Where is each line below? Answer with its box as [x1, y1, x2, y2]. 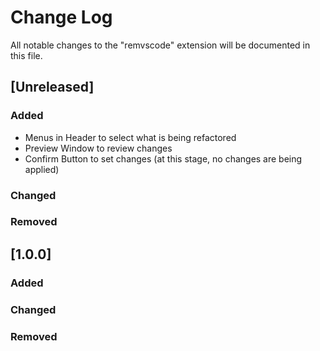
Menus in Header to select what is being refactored [24, 131, 237, 143]
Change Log [10, 6, 113, 29]
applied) [24, 163, 60, 175]
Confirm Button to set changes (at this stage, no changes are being [24, 152, 303, 165]
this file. [10, 49, 43, 61]
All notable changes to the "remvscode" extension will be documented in [10, 39, 311, 51]
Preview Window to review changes [24, 142, 173, 154]
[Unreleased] [10, 79, 95, 96]
